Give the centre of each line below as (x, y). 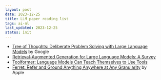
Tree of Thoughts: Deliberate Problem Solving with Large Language (80, 46)
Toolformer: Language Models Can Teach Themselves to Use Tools (80, 62)
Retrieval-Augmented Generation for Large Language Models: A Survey (84, 57)
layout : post (18, 10)
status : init (18, 32)
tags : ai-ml (17, 23)
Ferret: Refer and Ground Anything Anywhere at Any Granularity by (79, 67)
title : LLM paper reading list (37, 19)
